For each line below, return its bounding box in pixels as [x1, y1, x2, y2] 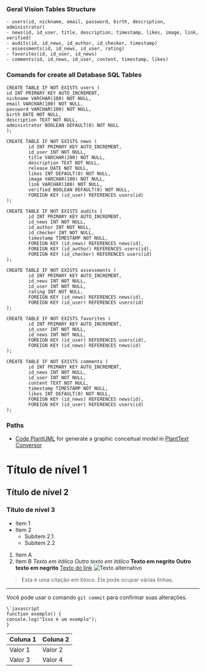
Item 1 [15, 519, 31, 527]
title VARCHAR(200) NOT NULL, [28, 154, 105, 161]
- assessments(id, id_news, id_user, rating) [6, 45, 124, 52]
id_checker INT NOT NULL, [28, 230, 95, 236]
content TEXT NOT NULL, [28, 380, 89, 386]
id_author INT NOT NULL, [28, 224, 92, 230]
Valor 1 [9, 645, 31, 654]
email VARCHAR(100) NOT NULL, [6, 101, 84, 107]
